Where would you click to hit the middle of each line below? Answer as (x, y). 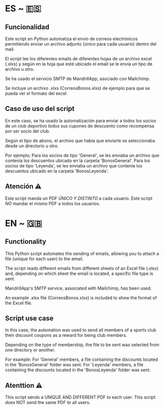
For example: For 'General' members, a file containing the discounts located (82, 359)
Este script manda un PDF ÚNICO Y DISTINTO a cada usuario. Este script (79, 198)
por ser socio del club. (28, 131)
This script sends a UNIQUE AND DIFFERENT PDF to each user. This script (80, 397)
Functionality (26, 242)
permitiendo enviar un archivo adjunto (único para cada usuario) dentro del (81, 44)
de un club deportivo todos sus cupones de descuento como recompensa (80, 126)
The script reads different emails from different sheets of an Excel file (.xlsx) (82, 268)
